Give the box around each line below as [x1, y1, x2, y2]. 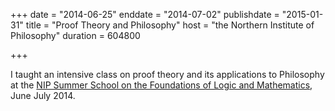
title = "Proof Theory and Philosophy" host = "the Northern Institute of [25, 19, 315, 31]
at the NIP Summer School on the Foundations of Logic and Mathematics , [10, 79, 313, 91]
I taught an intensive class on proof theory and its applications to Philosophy [10, 69, 325, 80]
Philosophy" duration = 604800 [10, 30, 141, 41]
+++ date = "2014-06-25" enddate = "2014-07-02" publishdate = [10, 9, 280, 20]
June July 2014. [10, 90, 76, 101]
